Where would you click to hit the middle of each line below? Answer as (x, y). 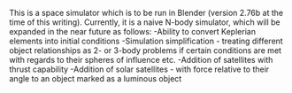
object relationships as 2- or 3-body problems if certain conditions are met (145, 50)
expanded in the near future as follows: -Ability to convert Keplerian (133, 31)
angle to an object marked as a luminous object (96, 78)
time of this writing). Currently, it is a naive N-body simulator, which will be (145, 22)
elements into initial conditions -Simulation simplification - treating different (146, 41)
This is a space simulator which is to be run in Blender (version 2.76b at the (146, 13)
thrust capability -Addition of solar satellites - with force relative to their (139, 69)
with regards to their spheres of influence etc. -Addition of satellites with (141, 60)
